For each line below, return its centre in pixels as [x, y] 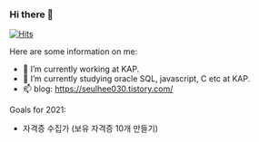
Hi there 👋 [32, 14]
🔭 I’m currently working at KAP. [81, 69]
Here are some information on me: [74, 52]
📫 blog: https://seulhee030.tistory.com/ [98, 89]
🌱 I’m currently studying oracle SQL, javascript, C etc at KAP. [136, 79]
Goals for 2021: [38, 110]
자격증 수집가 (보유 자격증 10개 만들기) [90, 128]
